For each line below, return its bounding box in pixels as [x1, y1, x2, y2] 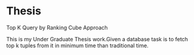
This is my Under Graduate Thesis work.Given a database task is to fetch [6, 35, 189, 42]
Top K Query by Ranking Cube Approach [6, 24, 108, 31]
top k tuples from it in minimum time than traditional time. [6, 42, 149, 49]
